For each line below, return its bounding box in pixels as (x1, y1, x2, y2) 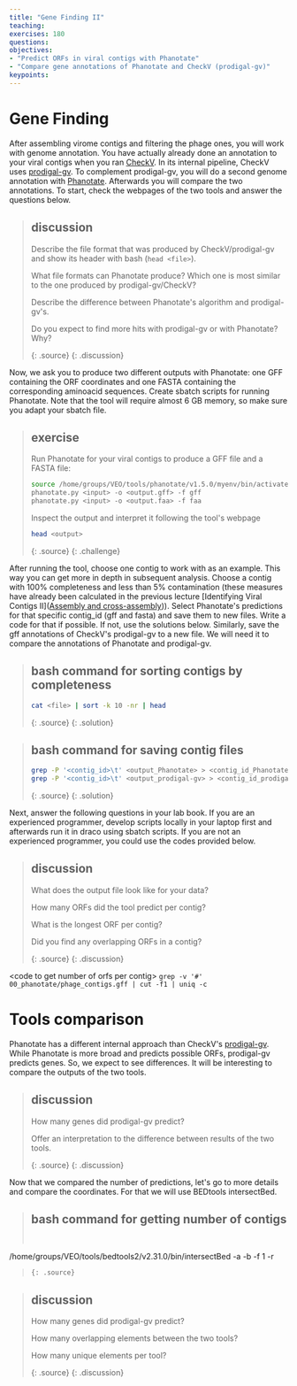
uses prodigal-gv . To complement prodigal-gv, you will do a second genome (9, 166, 287, 177)
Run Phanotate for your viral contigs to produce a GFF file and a (30, 453, 263, 465)
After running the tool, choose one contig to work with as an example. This (9, 563, 281, 574)
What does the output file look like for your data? (30, 884, 209, 895)
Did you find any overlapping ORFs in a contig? (30, 936, 202, 947)
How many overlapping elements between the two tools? (30, 1333, 239, 1344)
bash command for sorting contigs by (30, 664, 243, 679)
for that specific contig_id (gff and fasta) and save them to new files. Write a (9, 610, 286, 620)
